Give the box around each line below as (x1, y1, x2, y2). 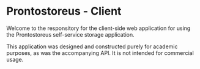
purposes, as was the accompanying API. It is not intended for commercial (6, 49, 194, 56)
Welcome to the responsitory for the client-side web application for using (6, 24, 191, 32)
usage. (6, 56, 24, 63)
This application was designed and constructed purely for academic (6, 43, 178, 50)
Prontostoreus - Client (6, 4, 122, 18)
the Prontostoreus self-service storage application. (6, 31, 135, 38)
